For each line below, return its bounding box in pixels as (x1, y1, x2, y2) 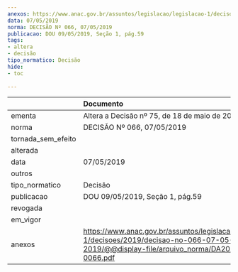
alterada (11, 146, 39, 156)
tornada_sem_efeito (11, 134, 76, 144)
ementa (11, 111, 37, 121)
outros (11, 168, 33, 178)
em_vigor (11, 214, 41, 224)
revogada (11, 203, 42, 213)
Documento (83, 99, 124, 109)
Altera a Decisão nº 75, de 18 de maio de (83, 111, 221, 121)
